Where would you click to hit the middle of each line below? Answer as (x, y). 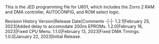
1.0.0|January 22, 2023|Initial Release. (43, 36)
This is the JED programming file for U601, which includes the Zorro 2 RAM (80, 7)
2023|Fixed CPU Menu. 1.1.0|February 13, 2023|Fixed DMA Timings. (72, 31)
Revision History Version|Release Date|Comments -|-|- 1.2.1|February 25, (78, 21)
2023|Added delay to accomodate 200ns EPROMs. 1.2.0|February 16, (74, 26)
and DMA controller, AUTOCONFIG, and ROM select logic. (63, 12)
